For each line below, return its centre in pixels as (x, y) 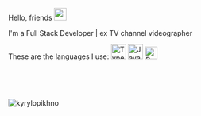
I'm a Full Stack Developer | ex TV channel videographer (100, 33)
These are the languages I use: (59, 56)
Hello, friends (31, 17)
